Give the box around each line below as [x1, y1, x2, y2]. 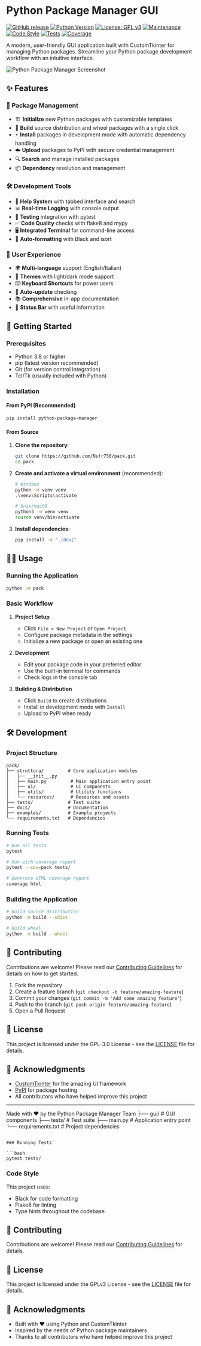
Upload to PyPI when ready [23, 710, 92, 717]
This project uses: [6, 1183, 51, 1190]
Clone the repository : [14, 442, 69, 449]
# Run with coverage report [6, 859, 77, 865]
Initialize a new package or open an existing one [23, 638, 143, 645]
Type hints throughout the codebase [14, 1207, 105, 1214]
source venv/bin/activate [14, 514, 80, 520]
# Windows [14, 481, 40, 487]
